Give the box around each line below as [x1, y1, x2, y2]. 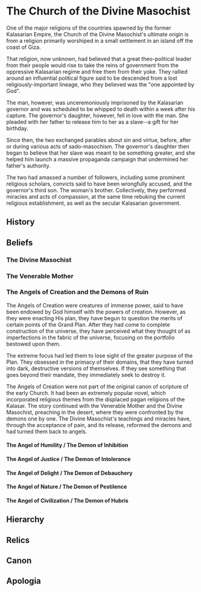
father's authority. [6, 162, 51, 169]
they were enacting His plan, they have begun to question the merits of [6, 314, 183, 321]
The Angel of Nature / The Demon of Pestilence [6, 483, 127, 491]
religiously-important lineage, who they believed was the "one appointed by [6, 80, 194, 88]
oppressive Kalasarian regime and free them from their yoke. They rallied [6, 68, 188, 75]
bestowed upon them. [6, 340, 61, 347]
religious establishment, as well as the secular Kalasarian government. [6, 199, 181, 207]
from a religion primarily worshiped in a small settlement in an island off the [6, 37, 193, 44]
